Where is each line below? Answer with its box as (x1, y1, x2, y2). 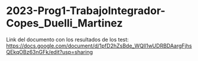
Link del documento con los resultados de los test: (6, 36, 129, 43)
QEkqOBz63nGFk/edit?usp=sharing (6, 48, 93, 55)
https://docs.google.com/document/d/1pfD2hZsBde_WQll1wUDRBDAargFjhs (6, 42, 192, 49)
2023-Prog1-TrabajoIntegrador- (6, 4, 165, 18)
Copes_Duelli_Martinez (6, 16, 123, 30)
